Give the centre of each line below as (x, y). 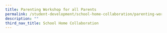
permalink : (16, 14)
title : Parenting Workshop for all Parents (51, 9)
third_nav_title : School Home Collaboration (52, 23)
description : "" (22, 18)
